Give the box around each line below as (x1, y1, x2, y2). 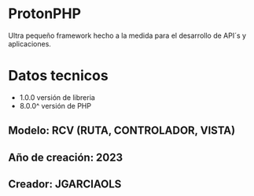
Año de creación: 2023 (8, 150, 123, 164)
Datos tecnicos (8, 67, 109, 85)
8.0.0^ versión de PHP (19, 101, 92, 110)
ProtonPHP (8, 5, 81, 23)
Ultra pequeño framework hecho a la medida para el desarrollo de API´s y (8, 31, 246, 40)
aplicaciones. (8, 39, 51, 48)
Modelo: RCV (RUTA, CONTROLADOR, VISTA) (8, 124, 236, 138)
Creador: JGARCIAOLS (8, 178, 122, 191)
